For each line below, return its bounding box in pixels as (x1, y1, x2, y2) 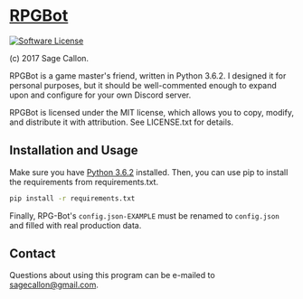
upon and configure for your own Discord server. (9, 89, 192, 100)
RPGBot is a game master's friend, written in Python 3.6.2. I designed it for (9, 70, 287, 81)
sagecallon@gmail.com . (9, 279, 99, 290)
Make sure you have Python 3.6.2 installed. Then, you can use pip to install (9, 166, 289, 177)
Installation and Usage (9, 143, 138, 158)
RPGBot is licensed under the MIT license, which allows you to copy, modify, (9, 107, 294, 117)
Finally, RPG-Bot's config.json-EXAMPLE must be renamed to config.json (9, 210, 280, 221)
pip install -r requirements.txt (9, 193, 136, 203)
